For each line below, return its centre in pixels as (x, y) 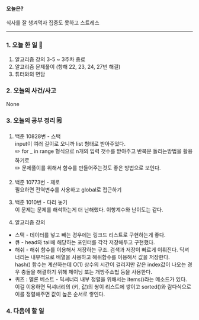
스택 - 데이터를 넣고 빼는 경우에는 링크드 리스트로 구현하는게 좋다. (90, 235)
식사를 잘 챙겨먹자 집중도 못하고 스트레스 (53, 23)
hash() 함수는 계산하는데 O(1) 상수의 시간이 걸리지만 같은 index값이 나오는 (100, 265)
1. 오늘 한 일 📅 (25, 45)
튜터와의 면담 (30, 74)
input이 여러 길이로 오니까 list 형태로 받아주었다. (70, 144)
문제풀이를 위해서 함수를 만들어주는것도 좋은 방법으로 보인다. (91, 168)
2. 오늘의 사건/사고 (31, 91)
